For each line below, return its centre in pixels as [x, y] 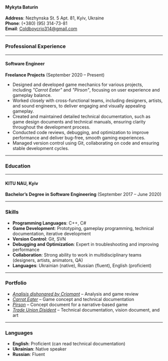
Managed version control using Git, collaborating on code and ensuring [86, 143]
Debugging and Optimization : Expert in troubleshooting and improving [85, 244]
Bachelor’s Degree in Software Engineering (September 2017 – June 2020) [83, 194]
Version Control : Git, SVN [39, 239]
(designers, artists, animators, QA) [48, 260]
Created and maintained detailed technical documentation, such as [81, 116]
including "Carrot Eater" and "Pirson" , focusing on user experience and [86, 89]
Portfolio [16, 283]
